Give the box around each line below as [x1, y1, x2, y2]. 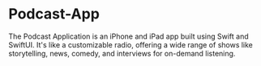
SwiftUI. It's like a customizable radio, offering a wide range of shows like [8, 39, 254, 49]
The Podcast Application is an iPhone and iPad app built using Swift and [8, 31, 249, 41]
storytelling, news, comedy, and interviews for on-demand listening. [8, 48, 236, 58]
